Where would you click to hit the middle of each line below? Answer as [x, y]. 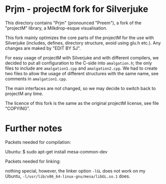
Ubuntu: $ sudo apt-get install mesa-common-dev [56, 151]
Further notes [34, 128]
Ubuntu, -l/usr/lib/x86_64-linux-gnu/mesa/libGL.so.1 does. [68, 176]
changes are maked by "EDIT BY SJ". [43, 48]
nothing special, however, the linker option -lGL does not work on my [75, 171]
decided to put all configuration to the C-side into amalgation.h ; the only [79, 63]
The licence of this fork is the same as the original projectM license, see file [82, 103]
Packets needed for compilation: [38, 142]
